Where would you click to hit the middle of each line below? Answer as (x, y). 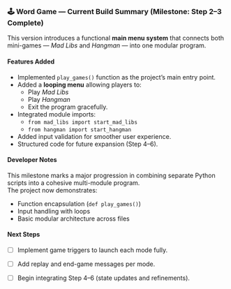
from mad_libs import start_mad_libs (83, 122)
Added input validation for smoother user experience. (94, 136)
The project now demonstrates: (52, 190)
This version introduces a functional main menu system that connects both (116, 38)
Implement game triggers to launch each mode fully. (92, 250)
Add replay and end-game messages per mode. (86, 264)
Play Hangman (49, 99)
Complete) (25, 22)
